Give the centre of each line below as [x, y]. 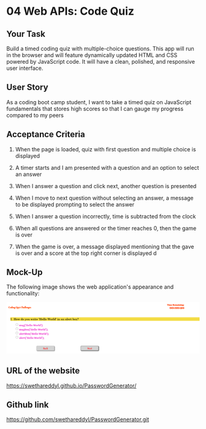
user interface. [25, 68]
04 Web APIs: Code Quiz [71, 11]
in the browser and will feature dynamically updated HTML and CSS [92, 55]
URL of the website [43, 371]
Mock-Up [25, 272]
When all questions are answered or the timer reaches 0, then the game [106, 228]
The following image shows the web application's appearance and [90, 287]
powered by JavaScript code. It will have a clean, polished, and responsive [101, 62]
